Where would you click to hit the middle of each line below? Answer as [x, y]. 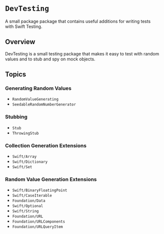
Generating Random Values [38, 88]
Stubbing [16, 117]
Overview [20, 42]
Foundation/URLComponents [38, 222]
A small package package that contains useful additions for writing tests [78, 21]
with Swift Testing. [24, 26]
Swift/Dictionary [30, 162]
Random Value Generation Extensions [51, 179]
